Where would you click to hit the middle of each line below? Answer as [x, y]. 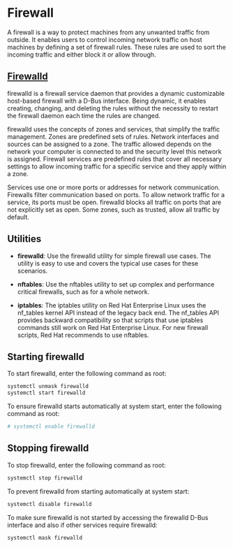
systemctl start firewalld [46, 393]
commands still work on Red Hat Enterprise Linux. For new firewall [113, 327]
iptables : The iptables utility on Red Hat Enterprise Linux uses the [112, 305]
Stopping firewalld [48, 448]
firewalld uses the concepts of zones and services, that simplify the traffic [114, 129]
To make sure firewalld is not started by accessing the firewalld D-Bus [108, 517]
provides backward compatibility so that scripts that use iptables [110, 320]
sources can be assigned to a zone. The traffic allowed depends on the [110, 144]
